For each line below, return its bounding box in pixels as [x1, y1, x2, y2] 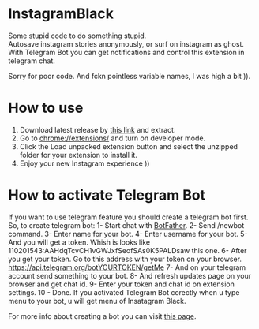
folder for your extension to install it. [19, 150, 138, 159]
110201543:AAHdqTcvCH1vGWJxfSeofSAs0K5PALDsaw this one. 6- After [8, 245, 247, 255]
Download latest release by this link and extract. [19, 125, 176, 134]
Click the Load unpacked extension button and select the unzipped [19, 141, 238, 151]
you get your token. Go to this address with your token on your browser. [8, 254, 242, 264]
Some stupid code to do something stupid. [8, 31, 147, 40]
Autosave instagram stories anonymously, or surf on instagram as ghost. [8, 39, 245, 48]
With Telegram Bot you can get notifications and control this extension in [8, 47, 245, 57]
